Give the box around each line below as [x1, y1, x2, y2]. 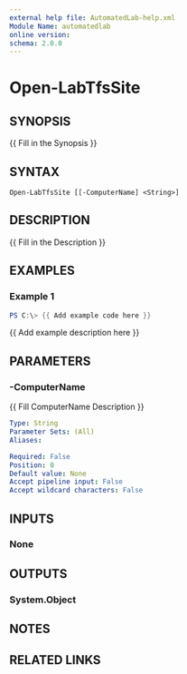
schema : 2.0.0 [9, 38, 63, 48]
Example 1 [9, 290, 55, 303]
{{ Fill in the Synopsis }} [9, 138, 98, 149]
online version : [9, 30, 70, 39]
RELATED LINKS [9, 652, 101, 668]
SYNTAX [9, 164, 61, 180]
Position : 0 [9, 460, 54, 470]
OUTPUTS [9, 566, 68, 581]
